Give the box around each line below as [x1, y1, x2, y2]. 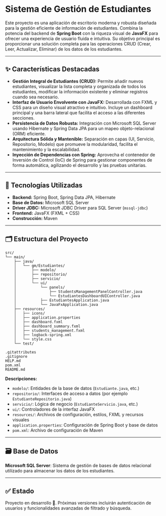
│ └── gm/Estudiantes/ [14, 263, 65, 268]
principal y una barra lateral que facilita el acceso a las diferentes [12, 110, 145, 116]
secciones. [12, 115, 35, 121]
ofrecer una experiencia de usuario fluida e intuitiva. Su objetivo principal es [5, 36, 161, 42]
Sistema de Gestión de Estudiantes [5, 3, 152, 15]
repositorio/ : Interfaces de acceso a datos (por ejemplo [12, 390, 128, 396]
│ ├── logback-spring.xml [14, 333, 72, 338]
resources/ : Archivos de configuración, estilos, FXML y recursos [12, 412, 144, 418]
